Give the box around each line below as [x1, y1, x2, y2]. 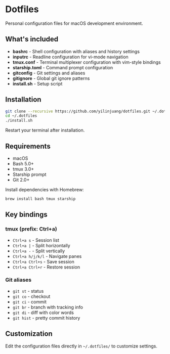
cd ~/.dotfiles [5, 113, 37, 118]
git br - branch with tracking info [12, 304, 83, 310]
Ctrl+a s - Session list [12, 237, 60, 243]
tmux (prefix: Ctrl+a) [5, 226, 57, 233]
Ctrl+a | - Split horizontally [12, 242, 71, 248]
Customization [5, 330, 53, 338]
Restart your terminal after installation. [5, 127, 85, 134]
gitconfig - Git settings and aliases [12, 70, 86, 76]
